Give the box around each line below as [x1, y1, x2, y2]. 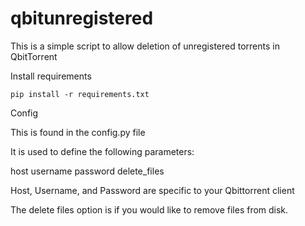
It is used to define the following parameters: [10, 145, 195, 157]
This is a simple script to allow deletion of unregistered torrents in [10, 40, 280, 52]
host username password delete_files [10, 165, 165, 177]
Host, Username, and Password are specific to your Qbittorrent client [10, 184, 295, 196]
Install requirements [10, 70, 92, 82]
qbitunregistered [10, 7, 154, 30]
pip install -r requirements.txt [10, 89, 150, 99]
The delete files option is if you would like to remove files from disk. [10, 203, 289, 216]
